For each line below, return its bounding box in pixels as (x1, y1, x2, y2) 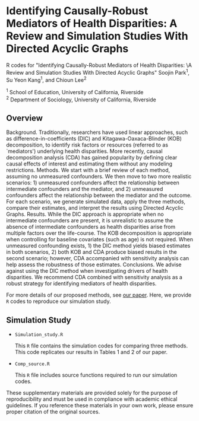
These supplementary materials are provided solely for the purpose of (6, 390, 178, 397)
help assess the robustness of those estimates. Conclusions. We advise (6, 261, 182, 268)
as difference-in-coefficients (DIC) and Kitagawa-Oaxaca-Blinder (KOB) (6, 135, 182, 142)
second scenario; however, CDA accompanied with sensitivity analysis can (6, 255, 189, 262)
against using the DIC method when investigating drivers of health (6, 267, 168, 275)
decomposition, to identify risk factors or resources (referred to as (6, 141, 168, 149)
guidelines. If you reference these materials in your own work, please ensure (6, 402, 194, 409)
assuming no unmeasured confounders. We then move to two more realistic (6, 173, 192, 180)
